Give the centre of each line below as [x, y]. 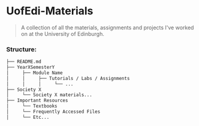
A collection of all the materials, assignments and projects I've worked [107, 27]
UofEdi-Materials [50, 11]
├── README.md [24, 62]
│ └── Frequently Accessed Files [53, 112]
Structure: [22, 49]
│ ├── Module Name [34, 73]
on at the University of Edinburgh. [63, 33]
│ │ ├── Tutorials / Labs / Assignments [68, 78]
